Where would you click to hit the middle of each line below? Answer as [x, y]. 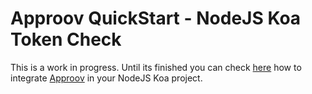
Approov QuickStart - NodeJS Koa [156, 18]
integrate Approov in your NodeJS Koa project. [106, 78]
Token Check [66, 39]
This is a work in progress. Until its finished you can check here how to [156, 67]
